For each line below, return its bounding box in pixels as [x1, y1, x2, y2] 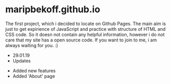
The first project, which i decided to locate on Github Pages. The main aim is [5, 20, 166, 27]
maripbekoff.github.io [5, 4, 101, 15]
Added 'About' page [12, 73, 55, 79]
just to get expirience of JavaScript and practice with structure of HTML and [5, 26, 166, 32]
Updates [12, 57, 31, 64]
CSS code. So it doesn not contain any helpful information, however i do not [5, 31, 165, 37]
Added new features [12, 68, 56, 74]
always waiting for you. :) [5, 42, 58, 48]
